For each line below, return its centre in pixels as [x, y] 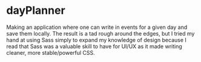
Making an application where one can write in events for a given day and [97, 27]
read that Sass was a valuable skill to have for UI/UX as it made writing [94, 46]
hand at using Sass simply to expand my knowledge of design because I [96, 40]
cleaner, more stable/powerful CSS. [51, 52]
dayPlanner [36, 11]
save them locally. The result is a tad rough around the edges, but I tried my [100, 33]
